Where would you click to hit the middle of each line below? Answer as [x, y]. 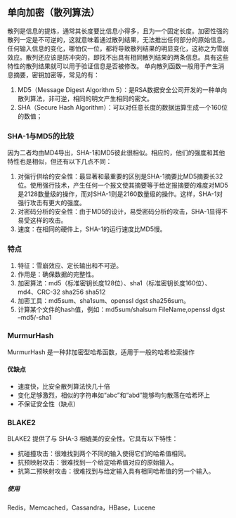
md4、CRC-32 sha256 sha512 [61, 292]
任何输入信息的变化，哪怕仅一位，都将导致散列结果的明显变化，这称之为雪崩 [118, 48]
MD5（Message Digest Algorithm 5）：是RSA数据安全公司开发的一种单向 [122, 89]
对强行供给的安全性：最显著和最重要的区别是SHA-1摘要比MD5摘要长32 [120, 176]
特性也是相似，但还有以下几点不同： [60, 162]
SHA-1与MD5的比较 [41, 136]
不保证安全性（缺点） [48, 403]
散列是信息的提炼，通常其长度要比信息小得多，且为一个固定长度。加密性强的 [118, 31]
